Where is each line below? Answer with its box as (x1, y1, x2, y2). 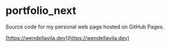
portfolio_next (5, 4, 76, 17)
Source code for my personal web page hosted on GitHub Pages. (5, 23, 164, 30)
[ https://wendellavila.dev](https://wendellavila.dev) (5, 34, 129, 41)
